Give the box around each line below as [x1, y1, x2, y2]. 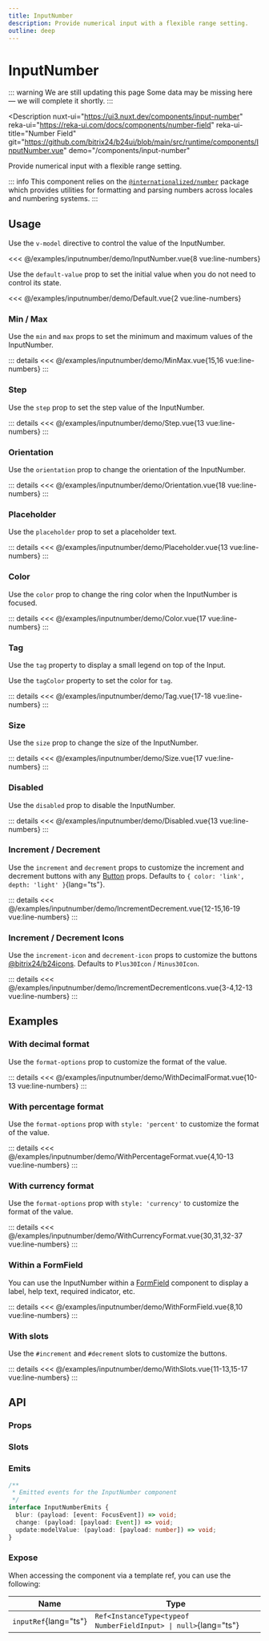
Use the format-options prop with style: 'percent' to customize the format [8, 1119, 259, 1129]
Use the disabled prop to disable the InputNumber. [8, 800, 176, 810]
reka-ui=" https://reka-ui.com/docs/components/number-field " [8, 120, 215, 130]
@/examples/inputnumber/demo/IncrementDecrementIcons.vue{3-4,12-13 [8, 983, 253, 992]
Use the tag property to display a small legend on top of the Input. [8, 660, 226, 669]
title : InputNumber [8, 11, 74, 20]
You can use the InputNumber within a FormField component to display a [8, 1278, 249, 1287]
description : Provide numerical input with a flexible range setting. [8, 19, 249, 27]
